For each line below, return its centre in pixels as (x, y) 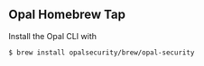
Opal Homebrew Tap (67, 15)
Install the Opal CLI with (52, 36)
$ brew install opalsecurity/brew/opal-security (102, 53)
